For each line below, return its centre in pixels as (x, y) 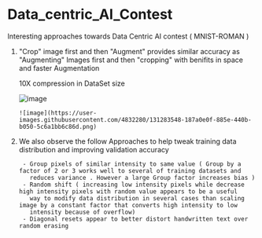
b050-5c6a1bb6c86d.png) (58, 126)
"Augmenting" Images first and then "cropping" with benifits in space (131, 60)
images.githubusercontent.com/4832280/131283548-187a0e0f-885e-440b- (135, 119)
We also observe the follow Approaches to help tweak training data (127, 141)
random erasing (44, 225)
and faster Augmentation (59, 68)
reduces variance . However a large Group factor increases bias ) (142, 178)
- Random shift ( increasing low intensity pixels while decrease (133, 185)
